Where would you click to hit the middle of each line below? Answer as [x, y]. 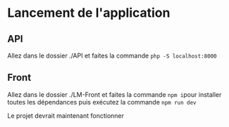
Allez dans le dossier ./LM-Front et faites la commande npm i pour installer [114, 94]
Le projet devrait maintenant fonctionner [66, 115]
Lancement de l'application [89, 13]
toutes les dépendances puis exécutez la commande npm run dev [102, 102]
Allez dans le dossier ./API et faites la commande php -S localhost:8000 [112, 55]
